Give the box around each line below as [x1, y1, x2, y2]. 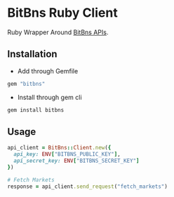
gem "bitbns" [7, 80, 46, 87]
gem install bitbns [7, 106, 65, 113]
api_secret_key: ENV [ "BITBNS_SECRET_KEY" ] [13, 157, 140, 165]
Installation [7, 48, 58, 60]
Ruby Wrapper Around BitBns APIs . [7, 28, 109, 36]
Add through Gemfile [17, 66, 79, 75]
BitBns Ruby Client [7, 5, 118, 21]
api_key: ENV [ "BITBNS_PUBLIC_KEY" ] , [13, 151, 121, 158]
